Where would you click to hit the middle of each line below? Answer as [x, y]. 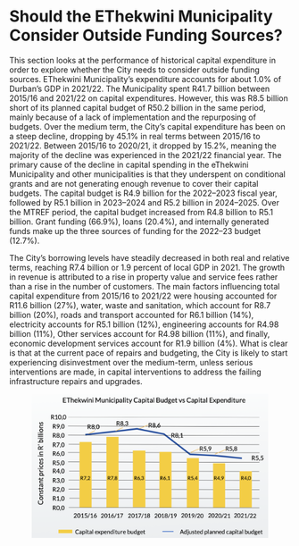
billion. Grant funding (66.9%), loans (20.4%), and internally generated [139, 222]
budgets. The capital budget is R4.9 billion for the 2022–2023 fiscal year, [144, 193]
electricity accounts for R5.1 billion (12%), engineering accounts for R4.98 [144, 324]
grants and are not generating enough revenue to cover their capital [134, 183]
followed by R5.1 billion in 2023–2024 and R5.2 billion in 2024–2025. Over [144, 202]
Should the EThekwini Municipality [141, 17]
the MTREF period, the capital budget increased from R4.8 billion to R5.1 [141, 212]
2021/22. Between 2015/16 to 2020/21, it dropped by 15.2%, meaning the [143, 146]
